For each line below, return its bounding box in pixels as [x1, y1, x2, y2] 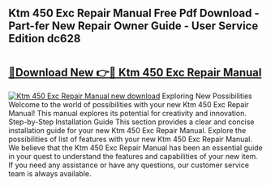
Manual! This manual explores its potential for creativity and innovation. [8, 109, 247, 118]
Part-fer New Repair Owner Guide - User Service [8, 19, 259, 33]
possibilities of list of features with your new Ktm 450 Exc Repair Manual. [8, 134, 253, 144]
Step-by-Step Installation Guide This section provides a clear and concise [8, 117, 255, 127]
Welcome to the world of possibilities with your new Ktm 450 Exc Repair [8, 100, 249, 109]
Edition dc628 [8, 32, 81, 45]
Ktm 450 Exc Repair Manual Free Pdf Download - [8, 6, 260, 20]
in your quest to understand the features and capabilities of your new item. [8, 152, 258, 161]
